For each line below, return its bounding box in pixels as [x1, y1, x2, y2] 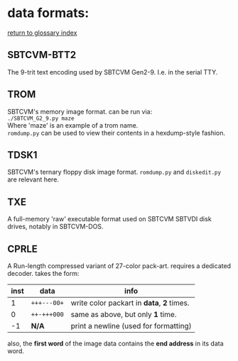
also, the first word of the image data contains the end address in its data [7, 339, 224, 348]
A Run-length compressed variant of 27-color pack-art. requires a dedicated [7, 262, 232, 270]
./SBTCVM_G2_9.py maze [7, 115, 75, 122]
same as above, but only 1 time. [70, 310, 177, 319]
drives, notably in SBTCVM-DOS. [7, 222, 104, 231]
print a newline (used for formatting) [70, 321, 192, 331]
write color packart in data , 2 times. [70, 298, 190, 308]
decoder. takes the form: [7, 270, 80, 277]
